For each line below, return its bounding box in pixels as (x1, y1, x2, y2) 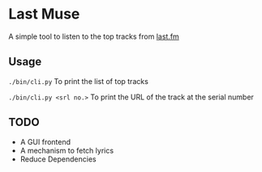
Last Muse (8, 5, 80, 23)
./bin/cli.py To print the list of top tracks (8, 76, 148, 86)
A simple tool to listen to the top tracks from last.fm (8, 31, 180, 41)
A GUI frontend (19, 136, 71, 146)
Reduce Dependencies (19, 154, 97, 164)
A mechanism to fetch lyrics (19, 145, 114, 155)
